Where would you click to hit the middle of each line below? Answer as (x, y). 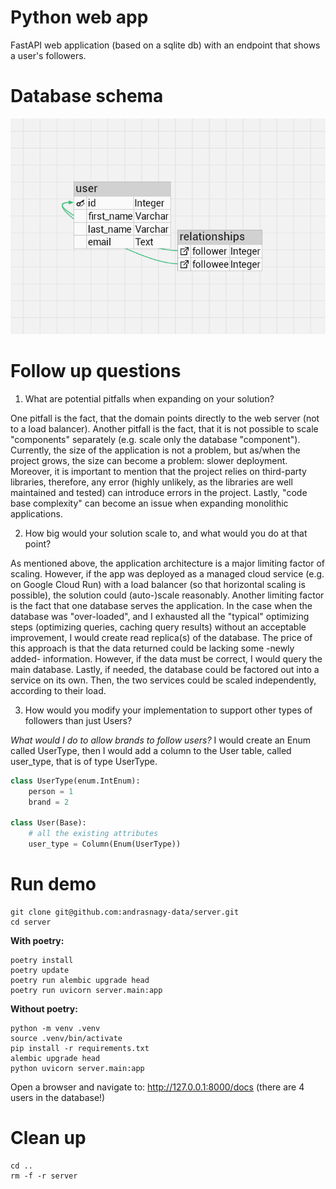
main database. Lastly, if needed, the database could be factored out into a (165, 669)
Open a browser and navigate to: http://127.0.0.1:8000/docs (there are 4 (157, 1087)
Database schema (87, 96)
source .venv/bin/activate (66, 1038)
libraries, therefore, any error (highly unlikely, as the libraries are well (151, 482)
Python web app (79, 17)
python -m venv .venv (55, 1028)
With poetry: (37, 940)
